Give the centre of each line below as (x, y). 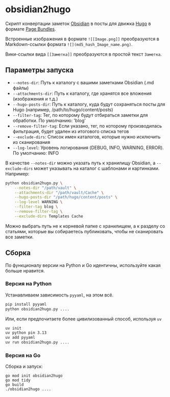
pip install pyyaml (26, 304)
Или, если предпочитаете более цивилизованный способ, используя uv (83, 319)
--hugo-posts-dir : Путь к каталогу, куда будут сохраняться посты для (89, 104)
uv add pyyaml (20, 338)
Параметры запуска (40, 70)
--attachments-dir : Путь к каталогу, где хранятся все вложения (82, 93)
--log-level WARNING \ (39, 202)
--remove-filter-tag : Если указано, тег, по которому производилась (87, 126)
